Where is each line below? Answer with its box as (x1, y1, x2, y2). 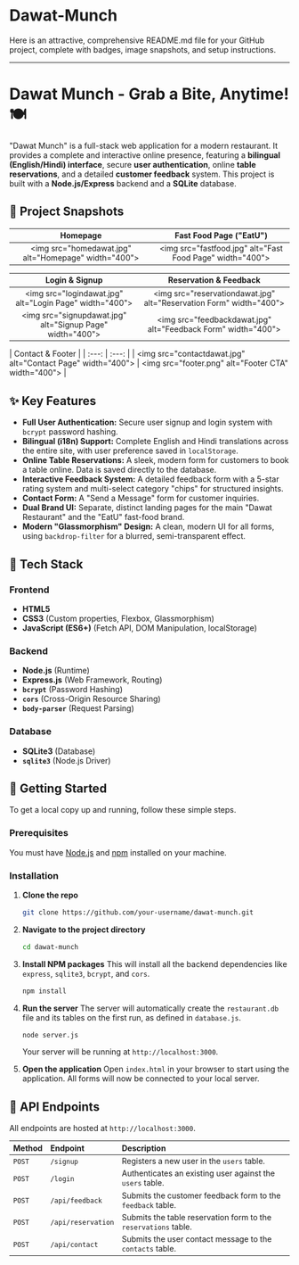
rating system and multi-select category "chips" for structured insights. (21, 484, 284, 494)
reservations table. (121, 1221, 193, 1232)
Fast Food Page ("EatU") (174, 230, 269, 241)
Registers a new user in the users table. (121, 1156, 265, 1166)
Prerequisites (9, 827, 69, 839)
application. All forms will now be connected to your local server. (21, 1073, 260, 1084)
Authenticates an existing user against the (121, 1168, 276, 1178)
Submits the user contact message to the (121, 1234, 272, 1244)
